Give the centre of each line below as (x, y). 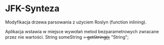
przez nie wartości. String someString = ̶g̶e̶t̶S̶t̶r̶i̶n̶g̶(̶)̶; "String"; (67, 37)
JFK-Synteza (32, 9)
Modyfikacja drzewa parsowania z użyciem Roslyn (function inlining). (76, 22)
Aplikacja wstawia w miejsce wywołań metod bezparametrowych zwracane (82, 31)
